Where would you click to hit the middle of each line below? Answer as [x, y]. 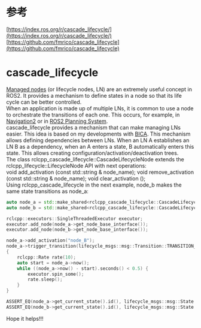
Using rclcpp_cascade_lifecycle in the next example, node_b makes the [94, 185]
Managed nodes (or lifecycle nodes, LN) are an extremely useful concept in [99, 89]
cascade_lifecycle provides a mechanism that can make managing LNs [94, 127]
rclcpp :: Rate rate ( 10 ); [47, 257]
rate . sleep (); [45, 279]
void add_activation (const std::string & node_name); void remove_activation [100, 172]
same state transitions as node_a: [47, 191]
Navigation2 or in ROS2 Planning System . [57, 121]
